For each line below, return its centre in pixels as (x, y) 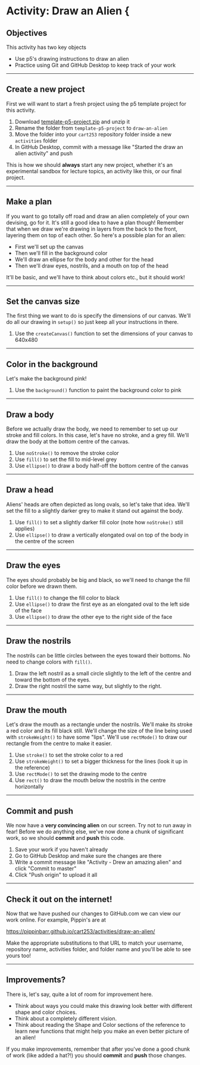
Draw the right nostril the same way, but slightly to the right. (88, 686)
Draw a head (30, 490)
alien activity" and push (44, 153)
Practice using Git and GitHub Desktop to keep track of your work (95, 65)
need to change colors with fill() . (49, 662)
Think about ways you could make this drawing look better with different (103, 1005)
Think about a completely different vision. (66, 1018)
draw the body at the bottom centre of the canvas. (68, 441)
